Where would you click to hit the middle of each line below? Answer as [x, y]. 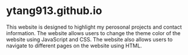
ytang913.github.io [54, 11]
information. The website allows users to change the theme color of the [93, 33]
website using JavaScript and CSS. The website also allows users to [90, 39]
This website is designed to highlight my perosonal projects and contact [94, 27]
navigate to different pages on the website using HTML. [74, 46]
